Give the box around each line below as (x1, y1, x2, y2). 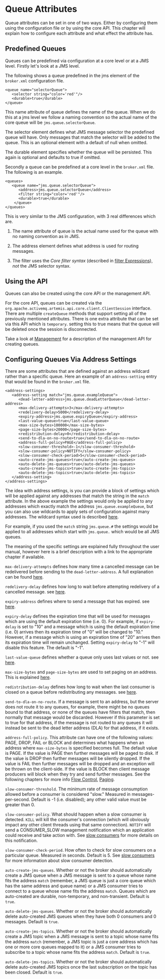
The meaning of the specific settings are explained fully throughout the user (5, 544, 160, 549)
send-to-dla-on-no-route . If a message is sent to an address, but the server (5, 699, 159, 705)
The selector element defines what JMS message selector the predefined (5, 129, 155, 135)
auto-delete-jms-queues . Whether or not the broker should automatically (5, 908, 152, 914)
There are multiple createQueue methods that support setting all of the (5, 310, 147, 316)
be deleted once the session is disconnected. (5, 326, 98, 332)
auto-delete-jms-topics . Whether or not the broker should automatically (5, 959, 152, 965)
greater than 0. (5, 802, 35, 808)
